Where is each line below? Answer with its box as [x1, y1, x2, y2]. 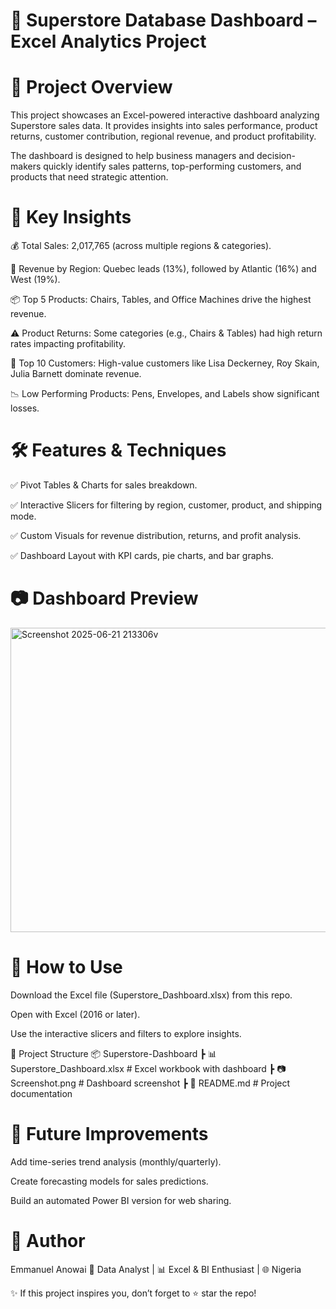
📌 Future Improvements [10, 1123, 209, 1146]
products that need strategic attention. [10, 171, 169, 183]
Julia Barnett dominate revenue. [10, 368, 142, 380]
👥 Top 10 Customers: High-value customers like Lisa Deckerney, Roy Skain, [10, 357, 320, 369]
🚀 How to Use [10, 956, 123, 979]
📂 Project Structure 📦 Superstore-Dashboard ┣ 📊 [10, 1047, 217, 1059]
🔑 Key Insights [10, 206, 132, 229]
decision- [256, 150, 296, 162]
